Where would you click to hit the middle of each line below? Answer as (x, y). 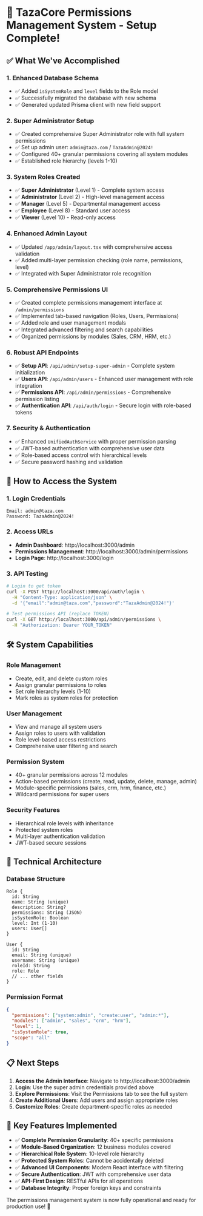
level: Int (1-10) (35, 924)
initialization (30, 373)
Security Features (33, 810)
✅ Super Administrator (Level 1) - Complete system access (90, 190)
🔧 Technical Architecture (54, 862)
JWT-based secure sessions (51, 842)
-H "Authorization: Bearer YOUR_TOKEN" (62, 625)
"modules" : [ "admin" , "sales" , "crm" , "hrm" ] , (72, 1021)
